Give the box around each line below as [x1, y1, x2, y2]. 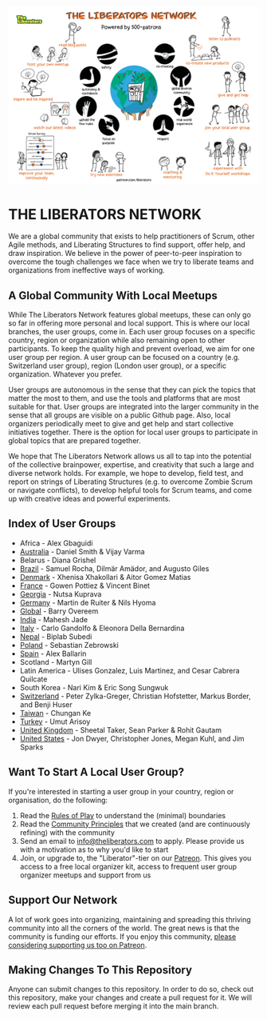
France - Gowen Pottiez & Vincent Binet [19, 581, 150, 590]
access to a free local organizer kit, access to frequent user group [19, 861, 238, 871]
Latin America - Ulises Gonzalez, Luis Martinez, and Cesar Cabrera [19, 665, 241, 675]
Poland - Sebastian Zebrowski [19, 640, 120, 649]
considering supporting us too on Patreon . [8, 940, 147, 949]
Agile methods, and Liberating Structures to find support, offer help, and [8, 240, 245, 250]
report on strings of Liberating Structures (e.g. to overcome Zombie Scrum [8, 477, 253, 486]
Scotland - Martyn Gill [19, 657, 92, 666]
